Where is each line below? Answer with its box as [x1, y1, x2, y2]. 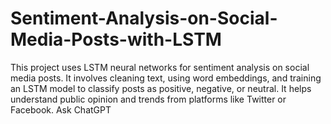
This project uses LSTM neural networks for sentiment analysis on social [10, 61, 310, 73]
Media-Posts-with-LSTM [10, 28, 222, 51]
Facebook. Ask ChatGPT [10, 103, 112, 116]
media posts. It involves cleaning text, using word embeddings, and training [10, 72, 322, 84]
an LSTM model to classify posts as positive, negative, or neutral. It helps [10, 82, 312, 94]
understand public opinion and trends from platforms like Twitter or [10, 93, 287, 105]
